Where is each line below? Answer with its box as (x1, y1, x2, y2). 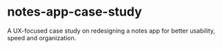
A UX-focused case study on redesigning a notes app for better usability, (7, 27, 216, 35)
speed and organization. (7, 33, 77, 42)
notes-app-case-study (7, 4, 142, 20)
